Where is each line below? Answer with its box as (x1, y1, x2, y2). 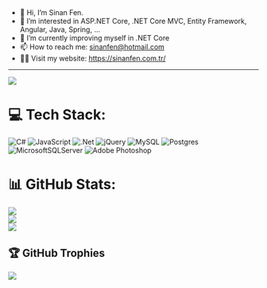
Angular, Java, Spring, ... (19, 25, 101, 34)
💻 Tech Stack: (8, 105, 106, 123)
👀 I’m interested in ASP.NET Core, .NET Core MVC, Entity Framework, (19, 17, 247, 26)
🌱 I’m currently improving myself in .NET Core (19, 33, 170, 43)
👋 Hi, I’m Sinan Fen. (19, 8, 83, 18)
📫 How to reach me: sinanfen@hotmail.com (19, 42, 165, 52)
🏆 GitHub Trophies (8, 246, 106, 259)
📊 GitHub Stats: (8, 175, 117, 193)
